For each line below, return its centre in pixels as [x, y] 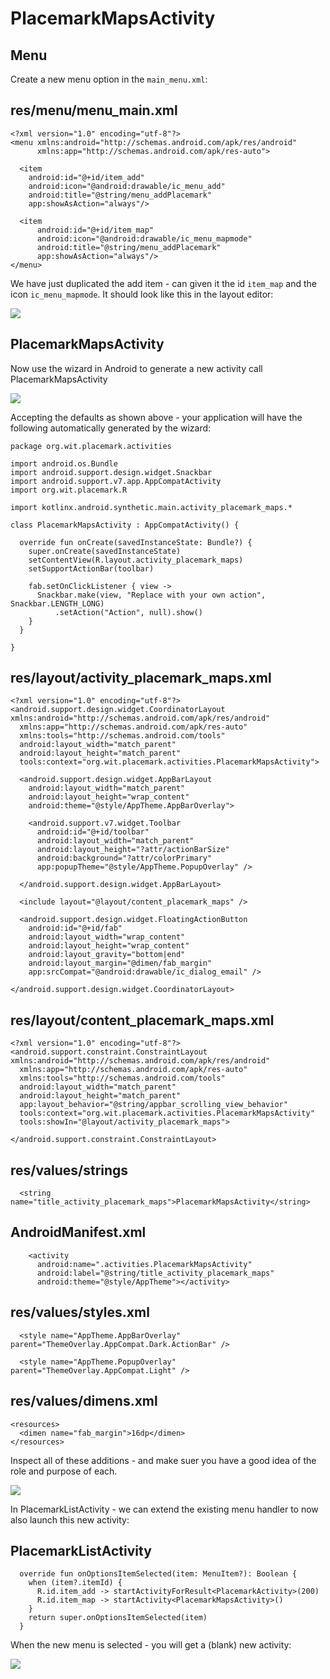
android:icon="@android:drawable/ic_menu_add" [127, 186]
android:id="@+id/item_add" [86, 177]
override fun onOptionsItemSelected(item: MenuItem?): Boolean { [158, 1574]
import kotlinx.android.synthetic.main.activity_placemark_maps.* [151, 507]
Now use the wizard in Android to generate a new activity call [136, 368]
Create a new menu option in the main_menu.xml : [109, 79]
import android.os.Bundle [64, 463]
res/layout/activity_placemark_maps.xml [141, 678]
